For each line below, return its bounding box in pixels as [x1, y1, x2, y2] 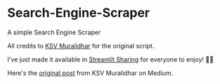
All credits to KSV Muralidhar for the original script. [7, 41, 155, 50]
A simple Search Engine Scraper [7, 28, 101, 36]
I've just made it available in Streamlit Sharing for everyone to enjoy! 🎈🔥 [7, 55, 214, 64]
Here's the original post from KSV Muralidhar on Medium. [7, 69, 174, 77]
